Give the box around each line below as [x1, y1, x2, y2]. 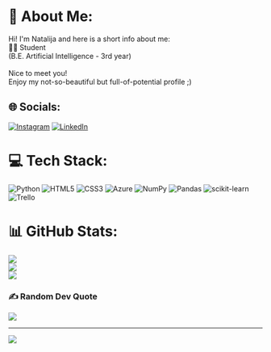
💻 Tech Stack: [8, 151, 108, 170]
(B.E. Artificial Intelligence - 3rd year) [8, 51, 131, 61]
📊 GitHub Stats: [8, 222, 119, 241]
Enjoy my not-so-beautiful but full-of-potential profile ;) [8, 77, 192, 86]
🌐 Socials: [8, 100, 61, 114]
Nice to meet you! [8, 68, 68, 78]
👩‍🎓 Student [8, 42, 46, 52]
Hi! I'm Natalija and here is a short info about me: [8, 34, 171, 44]
